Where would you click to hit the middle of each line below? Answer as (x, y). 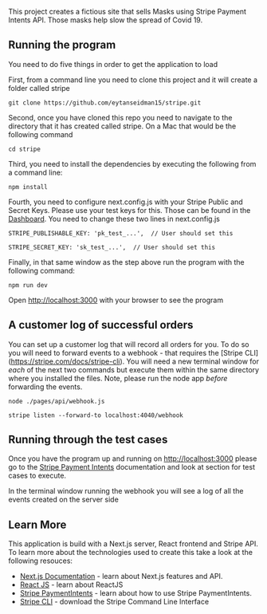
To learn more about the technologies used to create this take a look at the (131, 553)
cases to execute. (37, 476)
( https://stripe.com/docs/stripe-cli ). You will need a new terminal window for (134, 361)
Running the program (62, 45)
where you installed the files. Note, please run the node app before (118, 378)
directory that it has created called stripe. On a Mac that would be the (122, 126)
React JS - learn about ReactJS (71, 584)
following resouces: (41, 561)
